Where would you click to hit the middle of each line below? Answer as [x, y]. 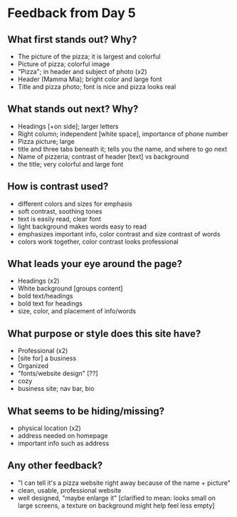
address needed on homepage [63, 436]
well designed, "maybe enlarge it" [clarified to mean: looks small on [116, 498]
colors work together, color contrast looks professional [98, 241]
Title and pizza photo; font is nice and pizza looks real [97, 87]
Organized [33, 366]
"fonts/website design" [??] [58, 374]
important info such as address [63, 444]
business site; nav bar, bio [56, 389]
